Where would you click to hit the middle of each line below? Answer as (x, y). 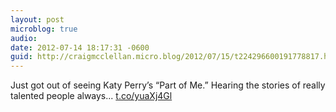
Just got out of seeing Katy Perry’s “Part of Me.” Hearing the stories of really (168, 85)
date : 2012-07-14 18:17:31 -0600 (80, 47)
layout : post (37, 19)
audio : (24, 38)
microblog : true (44, 29)
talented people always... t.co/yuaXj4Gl (91, 96)
